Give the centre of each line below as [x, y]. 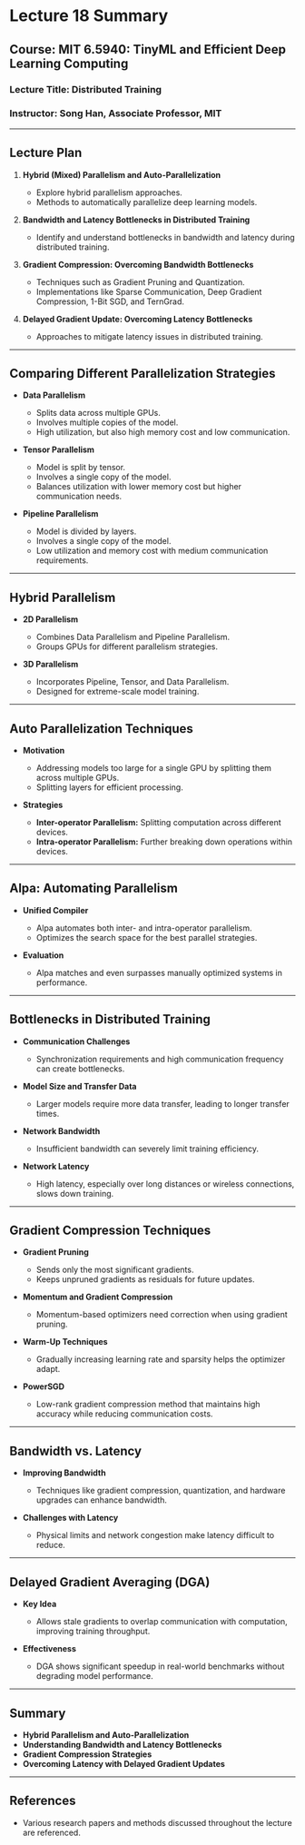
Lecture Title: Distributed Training [85, 89]
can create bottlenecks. [80, 1069]
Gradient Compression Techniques [110, 1231]
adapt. [48, 1369]
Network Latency [56, 1166]
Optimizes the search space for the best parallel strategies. [147, 937]
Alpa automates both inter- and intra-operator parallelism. [144, 928]
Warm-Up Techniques [65, 1342]
